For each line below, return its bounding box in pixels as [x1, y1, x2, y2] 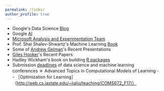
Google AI [12, 30, 33, 36]
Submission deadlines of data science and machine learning [12, 62, 134, 68]
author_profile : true [5, 12, 50, 17]
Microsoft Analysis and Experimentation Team [12, 35, 106, 42]
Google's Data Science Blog [12, 25, 69, 31]
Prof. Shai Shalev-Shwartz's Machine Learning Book [12, 41, 118, 47]
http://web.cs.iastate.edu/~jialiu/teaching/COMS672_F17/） [16, 80, 137, 86]
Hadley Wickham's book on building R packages [12, 57, 110, 62]
